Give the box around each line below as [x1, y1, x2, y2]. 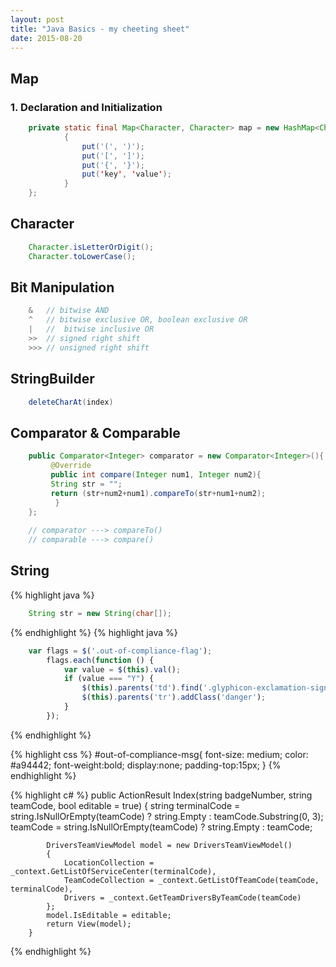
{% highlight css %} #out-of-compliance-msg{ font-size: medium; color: [10, 748, 309, 760]
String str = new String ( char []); [28, 608, 172, 618]
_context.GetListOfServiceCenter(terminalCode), [10, 866, 217, 876]
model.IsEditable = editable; [46, 910, 172, 920]
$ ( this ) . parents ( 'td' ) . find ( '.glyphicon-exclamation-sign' [81, 683, 333, 693]
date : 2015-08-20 [10, 33, 83, 43]
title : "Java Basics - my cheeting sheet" [10, 24, 190, 34]
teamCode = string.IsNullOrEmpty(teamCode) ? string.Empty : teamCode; [10, 821, 313, 833]
